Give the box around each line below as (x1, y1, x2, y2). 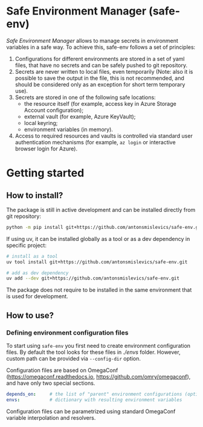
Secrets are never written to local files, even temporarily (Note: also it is (14, 68, 193, 75)
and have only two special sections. (6, 379, 95, 387)
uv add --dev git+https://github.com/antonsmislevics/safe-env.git (6, 275, 180, 281)
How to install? (6, 190, 63, 201)
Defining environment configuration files (6, 328, 129, 336)
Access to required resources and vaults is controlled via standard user (14, 132, 193, 140)
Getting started (6, 166, 85, 180)
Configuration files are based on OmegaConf (6, 367, 118, 374)
